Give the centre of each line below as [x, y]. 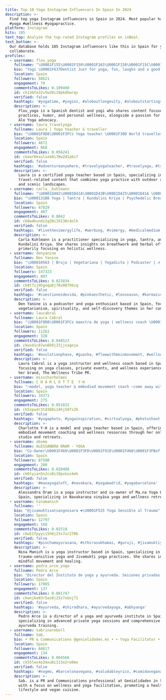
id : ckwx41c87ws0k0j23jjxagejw [46, 345]
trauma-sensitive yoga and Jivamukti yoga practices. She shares [87, 557]
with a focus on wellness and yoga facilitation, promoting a [83, 685]
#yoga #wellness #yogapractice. [43, 23]
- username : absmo [29, 442]
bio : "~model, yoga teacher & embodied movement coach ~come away [84, 387]
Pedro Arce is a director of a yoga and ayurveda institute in [85, 616]
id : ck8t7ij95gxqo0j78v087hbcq [46, 285]
